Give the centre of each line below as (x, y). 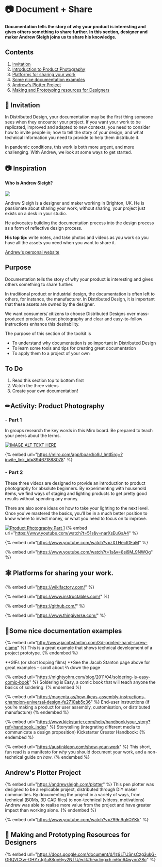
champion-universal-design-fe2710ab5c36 (48, 702)
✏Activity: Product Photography (55, 406)
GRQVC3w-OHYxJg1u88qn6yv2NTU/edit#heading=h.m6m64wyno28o (76, 859)
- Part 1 (14, 420)
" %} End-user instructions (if (120, 702)
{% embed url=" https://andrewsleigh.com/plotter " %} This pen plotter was (80, 784)
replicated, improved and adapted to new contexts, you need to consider (78, 127)
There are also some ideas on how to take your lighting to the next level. (77, 508)
